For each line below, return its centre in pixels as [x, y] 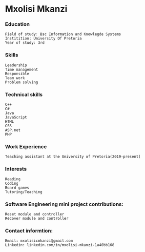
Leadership [16, 65]
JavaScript [16, 117]
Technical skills [24, 95]
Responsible [17, 74]
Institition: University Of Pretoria [43, 39]
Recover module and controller [37, 218]
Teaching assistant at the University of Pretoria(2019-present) [73, 157]
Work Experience [26, 146]
